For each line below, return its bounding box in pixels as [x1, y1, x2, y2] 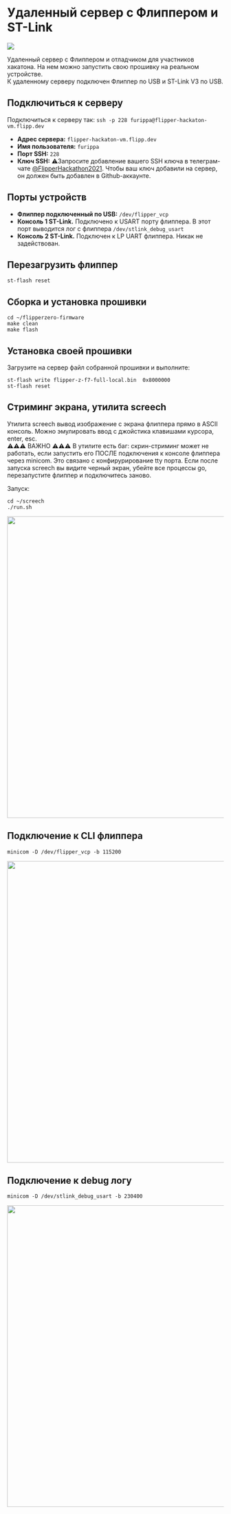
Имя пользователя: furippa [16, 142, 100, 150]
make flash [7, 326, 38, 334]
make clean [7, 321, 38, 327]
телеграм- [189, 157, 221, 165]
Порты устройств [7, 192, 87, 203]
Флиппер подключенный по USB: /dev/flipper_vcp [16, 210, 169, 218]
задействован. [16, 239, 60, 248]
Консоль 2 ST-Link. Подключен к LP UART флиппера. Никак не [16, 232, 203, 240]
